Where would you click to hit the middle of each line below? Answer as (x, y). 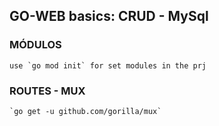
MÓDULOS (35, 45)
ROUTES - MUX (47, 91)
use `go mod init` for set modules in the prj (108, 65)
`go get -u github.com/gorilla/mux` (85, 111)
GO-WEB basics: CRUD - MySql (109, 16)
